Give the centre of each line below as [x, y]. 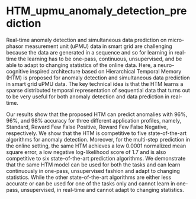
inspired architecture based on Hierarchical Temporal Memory [106, 71]
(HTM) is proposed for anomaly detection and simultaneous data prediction [98, 78]
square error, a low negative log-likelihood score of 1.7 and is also [86, 152]
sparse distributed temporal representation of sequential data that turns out [98, 90]
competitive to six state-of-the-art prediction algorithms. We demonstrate [96, 158]
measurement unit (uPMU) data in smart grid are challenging [99, 46]
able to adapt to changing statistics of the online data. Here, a [81, 65]
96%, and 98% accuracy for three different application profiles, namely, [94, 120]
